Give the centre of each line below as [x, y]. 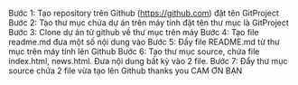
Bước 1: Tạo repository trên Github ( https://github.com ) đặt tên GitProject [144, 13]
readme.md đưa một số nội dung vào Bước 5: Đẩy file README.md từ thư [144, 42]
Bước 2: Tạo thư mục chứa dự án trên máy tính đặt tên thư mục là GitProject [149, 23]
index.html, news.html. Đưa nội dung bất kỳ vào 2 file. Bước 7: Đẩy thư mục [148, 61]
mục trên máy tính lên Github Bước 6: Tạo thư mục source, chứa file [134, 52]
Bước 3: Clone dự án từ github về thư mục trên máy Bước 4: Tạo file [134, 32]
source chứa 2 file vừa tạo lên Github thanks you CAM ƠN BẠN [126, 71]
